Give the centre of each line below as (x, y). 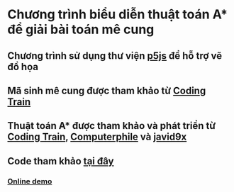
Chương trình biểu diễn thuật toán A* (118, 15)
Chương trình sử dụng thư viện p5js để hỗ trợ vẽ (115, 56)
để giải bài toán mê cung (81, 29)
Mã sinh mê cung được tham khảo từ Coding (107, 90)
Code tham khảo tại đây (61, 161)
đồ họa (23, 67)
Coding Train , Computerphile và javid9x (97, 137)
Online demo (30, 181)
